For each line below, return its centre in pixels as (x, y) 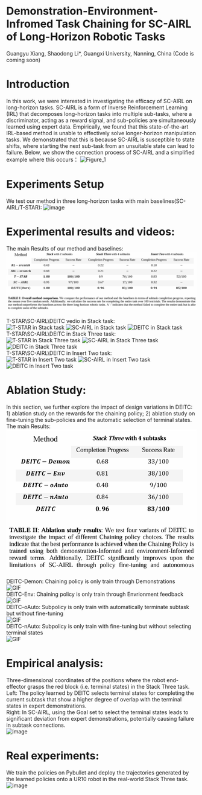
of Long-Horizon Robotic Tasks (86, 37)
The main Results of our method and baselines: (65, 248)
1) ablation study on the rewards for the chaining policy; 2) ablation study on (101, 413)
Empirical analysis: (55, 664)
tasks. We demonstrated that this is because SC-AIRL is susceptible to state (100, 139)
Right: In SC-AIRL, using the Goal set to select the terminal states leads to (97, 712)
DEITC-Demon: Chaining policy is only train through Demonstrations (91, 581)
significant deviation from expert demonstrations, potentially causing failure (100, 719)
